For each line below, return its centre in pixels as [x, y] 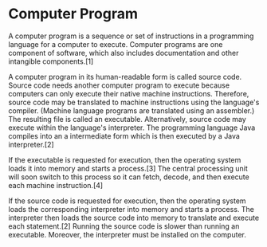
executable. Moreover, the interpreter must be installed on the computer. [128, 234]
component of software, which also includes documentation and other [124, 53]
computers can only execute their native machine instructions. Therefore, [129, 93]
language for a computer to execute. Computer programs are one [116, 44]
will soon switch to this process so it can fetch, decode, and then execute [129, 177]
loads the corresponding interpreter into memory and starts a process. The [132, 209]
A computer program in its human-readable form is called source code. [125, 76]
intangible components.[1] [51, 61]
